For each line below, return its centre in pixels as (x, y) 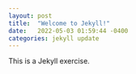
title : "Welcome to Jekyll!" (59, 23)
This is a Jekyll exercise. (49, 61)
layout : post (30, 16)
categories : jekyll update (54, 38)
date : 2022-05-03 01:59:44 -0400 (68, 31)
